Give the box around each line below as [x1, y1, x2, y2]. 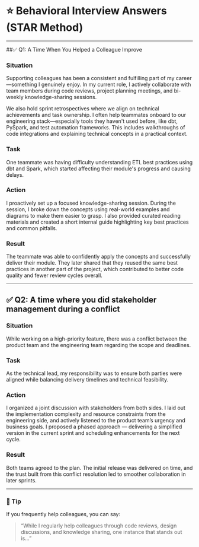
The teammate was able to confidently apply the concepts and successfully [6, 253, 191, 260]
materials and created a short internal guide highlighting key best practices [6, 218, 189, 225]
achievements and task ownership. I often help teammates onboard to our [6, 112, 187, 119]
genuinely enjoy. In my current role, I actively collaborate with [41, 81, 191, 88]
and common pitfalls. [6, 224, 57, 231]
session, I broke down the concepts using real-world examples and [6, 205, 170, 213]
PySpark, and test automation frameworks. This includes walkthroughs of [6, 124, 185, 131]
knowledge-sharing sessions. [24, 94, 97, 101]
